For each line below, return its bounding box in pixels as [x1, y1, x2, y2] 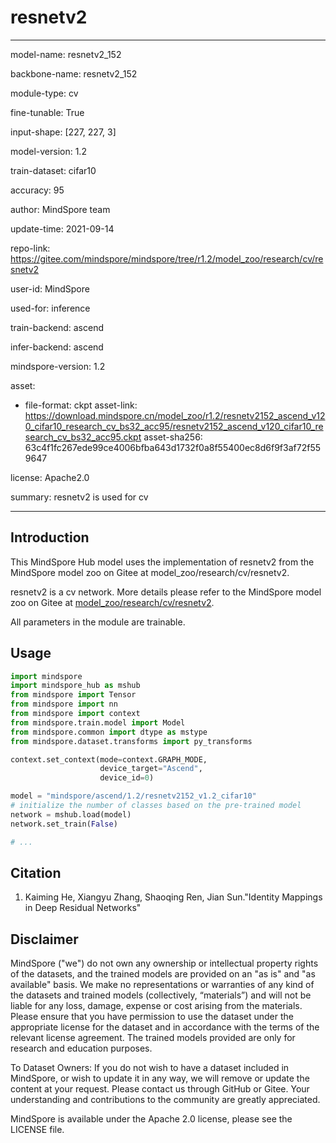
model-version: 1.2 [10, 145, 87, 157]
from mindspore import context [10, 709, 141, 719]
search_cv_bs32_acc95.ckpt [24, 431, 142, 443]
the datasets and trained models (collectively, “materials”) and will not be [10, 989, 312, 1001]
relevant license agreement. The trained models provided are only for [10, 1032, 296, 1044]
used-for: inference [10, 302, 91, 314]
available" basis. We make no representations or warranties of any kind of [10, 979, 315, 991]
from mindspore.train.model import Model [10, 717, 186, 728]
